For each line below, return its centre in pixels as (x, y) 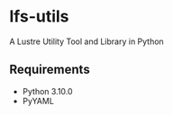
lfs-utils (39, 17)
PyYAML (38, 101)
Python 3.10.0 (48, 91)
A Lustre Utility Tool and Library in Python (86, 41)
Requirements (50, 70)
